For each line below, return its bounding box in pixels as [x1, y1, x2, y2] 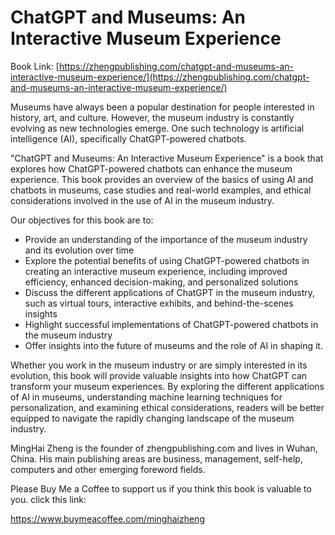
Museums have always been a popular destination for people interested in [10, 101, 315, 113]
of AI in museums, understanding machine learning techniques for [10, 391, 283, 403]
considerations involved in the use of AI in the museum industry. [10, 194, 275, 206]
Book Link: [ [10, 60, 60, 72]
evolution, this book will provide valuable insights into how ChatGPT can [10, 369, 308, 381]
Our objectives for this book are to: [10, 214, 154, 226]
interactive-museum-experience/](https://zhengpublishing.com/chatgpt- [10, 71, 310, 83]
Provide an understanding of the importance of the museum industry [24, 233, 308, 245]
